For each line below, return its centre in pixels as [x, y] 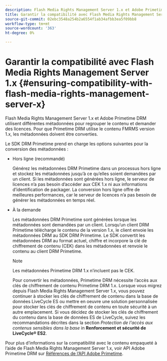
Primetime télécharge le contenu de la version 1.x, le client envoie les [83, 230]
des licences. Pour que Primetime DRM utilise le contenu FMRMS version [80, 129]
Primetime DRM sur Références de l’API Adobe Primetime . [64, 353]
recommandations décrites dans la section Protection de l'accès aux [83, 323]
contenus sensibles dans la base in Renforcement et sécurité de [79, 328]
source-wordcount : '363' [31, 28]
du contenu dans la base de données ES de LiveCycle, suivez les [79, 317]
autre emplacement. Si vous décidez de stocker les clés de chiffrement [85, 312]
